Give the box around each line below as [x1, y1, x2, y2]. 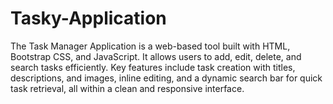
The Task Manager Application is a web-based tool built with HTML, [10, 40, 291, 52]
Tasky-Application [10, 7, 167, 30]
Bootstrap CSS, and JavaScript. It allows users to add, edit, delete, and [10, 50, 302, 62]
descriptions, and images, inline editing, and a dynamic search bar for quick [10, 72, 323, 84]
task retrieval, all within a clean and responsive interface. [10, 82, 245, 94]
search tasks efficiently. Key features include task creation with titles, [10, 61, 296, 73]
